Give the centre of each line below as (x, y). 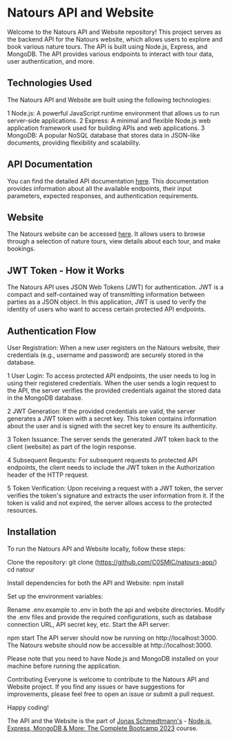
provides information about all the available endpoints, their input (99, 188)
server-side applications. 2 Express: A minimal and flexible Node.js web (109, 120)
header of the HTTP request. (48, 475)
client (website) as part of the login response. (72, 447)
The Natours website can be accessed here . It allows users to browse (106, 234)
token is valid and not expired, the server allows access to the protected (110, 503)
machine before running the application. (64, 666)
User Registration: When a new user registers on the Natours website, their (114, 348)
